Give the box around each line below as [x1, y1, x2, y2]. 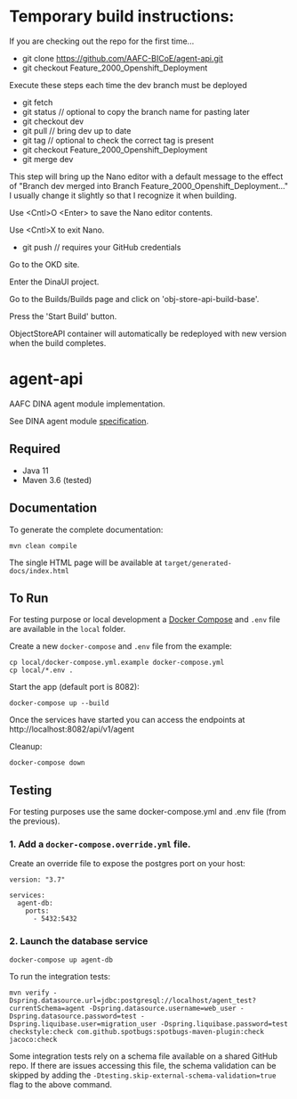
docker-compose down [9, 759, 86, 767]
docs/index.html [9, 566, 69, 576]
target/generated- [164, 559, 233, 568]
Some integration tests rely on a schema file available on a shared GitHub [9, 1050, 278, 1062]
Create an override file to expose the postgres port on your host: [9, 858, 246, 869]
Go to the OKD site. [9, 258, 80, 269]
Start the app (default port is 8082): [9, 682, 140, 693]
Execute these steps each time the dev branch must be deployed [9, 79, 247, 90]
